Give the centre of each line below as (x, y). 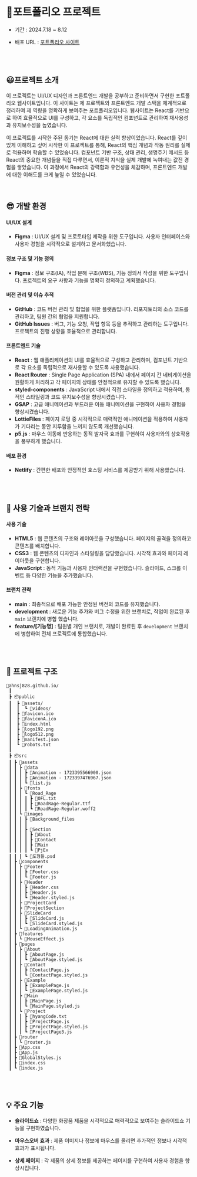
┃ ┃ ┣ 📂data (23, 768)
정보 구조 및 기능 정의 (30, 258)
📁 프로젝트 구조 (32, 672)
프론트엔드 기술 (24, 346)
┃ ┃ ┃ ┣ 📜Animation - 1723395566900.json (60, 773)
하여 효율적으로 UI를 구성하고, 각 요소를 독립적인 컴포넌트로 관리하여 (90, 117)
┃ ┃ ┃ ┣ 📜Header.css (34, 887)
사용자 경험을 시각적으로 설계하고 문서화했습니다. (70, 244)
